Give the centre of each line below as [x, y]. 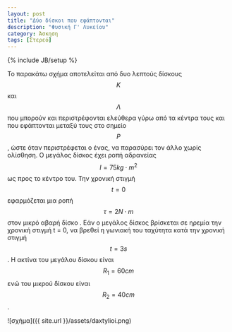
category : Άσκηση [33, 34]
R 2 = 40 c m [118, 295]
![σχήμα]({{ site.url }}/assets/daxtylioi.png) [69, 321]
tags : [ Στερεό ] [30, 40]
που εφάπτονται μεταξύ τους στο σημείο [67, 126]
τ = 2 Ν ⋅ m [118, 211]
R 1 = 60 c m [118, 271]
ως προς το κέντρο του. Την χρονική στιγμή [71, 178]
